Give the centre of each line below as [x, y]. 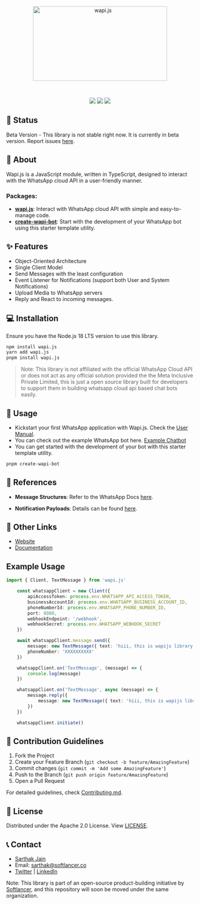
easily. [29, 395]
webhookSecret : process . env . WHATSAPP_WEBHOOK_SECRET [94, 624]
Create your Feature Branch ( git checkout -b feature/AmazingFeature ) [102, 762]
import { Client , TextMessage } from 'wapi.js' [66, 580]
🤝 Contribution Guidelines [55, 741]
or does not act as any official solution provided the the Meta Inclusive [107, 376]
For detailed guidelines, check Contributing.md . [65, 792]
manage [25, 215]
